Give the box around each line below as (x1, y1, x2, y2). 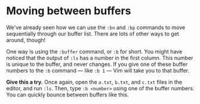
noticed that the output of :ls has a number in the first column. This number (6, 54, 193, 61)
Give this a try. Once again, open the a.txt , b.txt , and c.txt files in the (6, 78, 183, 86)
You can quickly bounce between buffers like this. (6, 91, 130, 98)
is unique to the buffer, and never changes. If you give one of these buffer (6, 61, 188, 68)
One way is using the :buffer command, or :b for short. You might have (6, 48, 183, 55)
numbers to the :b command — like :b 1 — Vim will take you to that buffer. (6, 67, 190, 74)
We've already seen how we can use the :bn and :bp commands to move (6, 24, 186, 31)
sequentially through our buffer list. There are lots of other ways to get (6, 30, 179, 37)
